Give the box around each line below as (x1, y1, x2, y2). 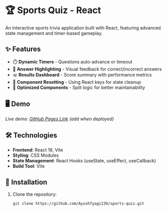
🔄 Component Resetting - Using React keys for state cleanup (12, 79, 142, 85)
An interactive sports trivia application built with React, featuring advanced (5, 24, 161, 31)
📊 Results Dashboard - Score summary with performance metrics (12, 72, 152, 78)
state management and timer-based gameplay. (5, 30, 103, 36)
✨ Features (5, 45, 41, 54)
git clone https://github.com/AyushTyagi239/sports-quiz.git (12, 201, 145, 206)
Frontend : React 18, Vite (12, 147, 63, 153)
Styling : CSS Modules (12, 152, 59, 158)
